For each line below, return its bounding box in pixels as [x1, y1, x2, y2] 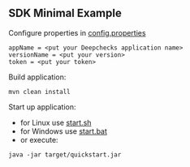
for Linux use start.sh [19, 118, 92, 127]
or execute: [19, 135, 58, 144]
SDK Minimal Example [8, 6, 122, 20]
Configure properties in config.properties [8, 28, 146, 37]
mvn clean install [8, 88, 71, 96]
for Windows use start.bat [19, 126, 108, 136]
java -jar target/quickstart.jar [8, 150, 122, 159]
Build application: [8, 72, 67, 82]
